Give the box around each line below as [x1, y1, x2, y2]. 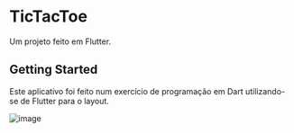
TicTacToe [9, 6, 88, 27]
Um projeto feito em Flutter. [9, 36, 111, 47]
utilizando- [244, 85, 286, 96]
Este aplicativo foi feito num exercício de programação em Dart [9, 85, 243, 96]
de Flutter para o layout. [20, 95, 110, 106]
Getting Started [9, 62, 98, 77]
